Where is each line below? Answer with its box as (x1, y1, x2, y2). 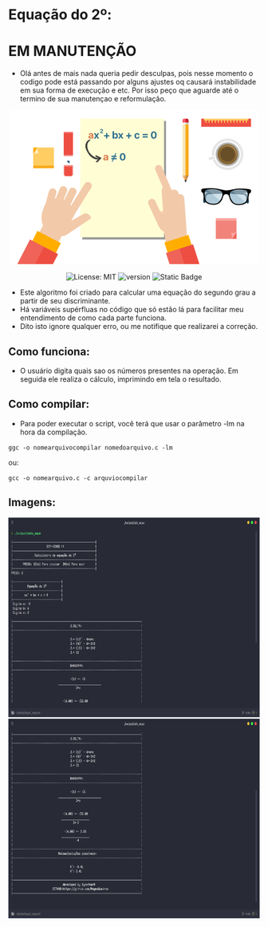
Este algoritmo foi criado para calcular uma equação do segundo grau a (19, 287, 257, 297)
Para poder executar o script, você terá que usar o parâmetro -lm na (19, 418, 245, 428)
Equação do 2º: (8, 6, 112, 24)
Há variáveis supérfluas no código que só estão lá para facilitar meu (19, 305, 244, 315)
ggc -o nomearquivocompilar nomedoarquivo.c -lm (8, 443, 173, 452)
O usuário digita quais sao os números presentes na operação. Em (19, 366, 239, 375)
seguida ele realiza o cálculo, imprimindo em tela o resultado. (19, 374, 222, 384)
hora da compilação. (19, 427, 88, 437)
